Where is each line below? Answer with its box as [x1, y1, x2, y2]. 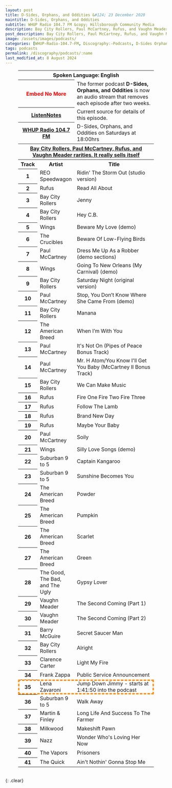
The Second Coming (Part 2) [76, 615, 146, 622]
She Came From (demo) [76, 298, 135, 305]
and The [40, 582, 60, 589]
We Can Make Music [76, 381, 126, 389]
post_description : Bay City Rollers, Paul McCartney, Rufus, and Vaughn [5, 31, 164, 37]
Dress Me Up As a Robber [76, 247, 139, 254]
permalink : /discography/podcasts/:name [5, 50, 93, 56]
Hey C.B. [76, 212, 98, 219]
